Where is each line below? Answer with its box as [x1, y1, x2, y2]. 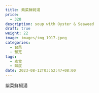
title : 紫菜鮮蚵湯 [5, 7, 41, 13]
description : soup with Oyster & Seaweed [5, 21, 94, 27]
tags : [5, 54, 17, 59]
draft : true [5, 26, 30, 31]
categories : [5, 40, 30, 45]
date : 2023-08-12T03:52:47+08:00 [5, 68, 76, 73]
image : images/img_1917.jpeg [5, 36, 67, 41]
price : [5, 12, 19, 17]
